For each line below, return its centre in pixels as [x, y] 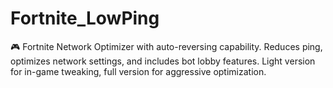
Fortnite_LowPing [85, 18]
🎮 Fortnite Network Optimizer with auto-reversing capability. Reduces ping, [166, 46]
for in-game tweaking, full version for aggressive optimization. [138, 71]
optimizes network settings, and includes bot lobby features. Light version [163, 61]
